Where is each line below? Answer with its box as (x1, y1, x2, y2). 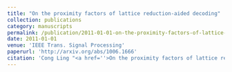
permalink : (7, 29, 39, 36)
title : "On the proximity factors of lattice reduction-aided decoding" (7, 10, 221, 17)
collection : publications (7, 16, 81, 23)
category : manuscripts (7, 23, 72, 29)
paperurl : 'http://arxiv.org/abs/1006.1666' (7, 49, 137, 56)
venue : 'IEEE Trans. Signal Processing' (7, 42, 126, 49)
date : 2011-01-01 (7, 36, 57, 43)
